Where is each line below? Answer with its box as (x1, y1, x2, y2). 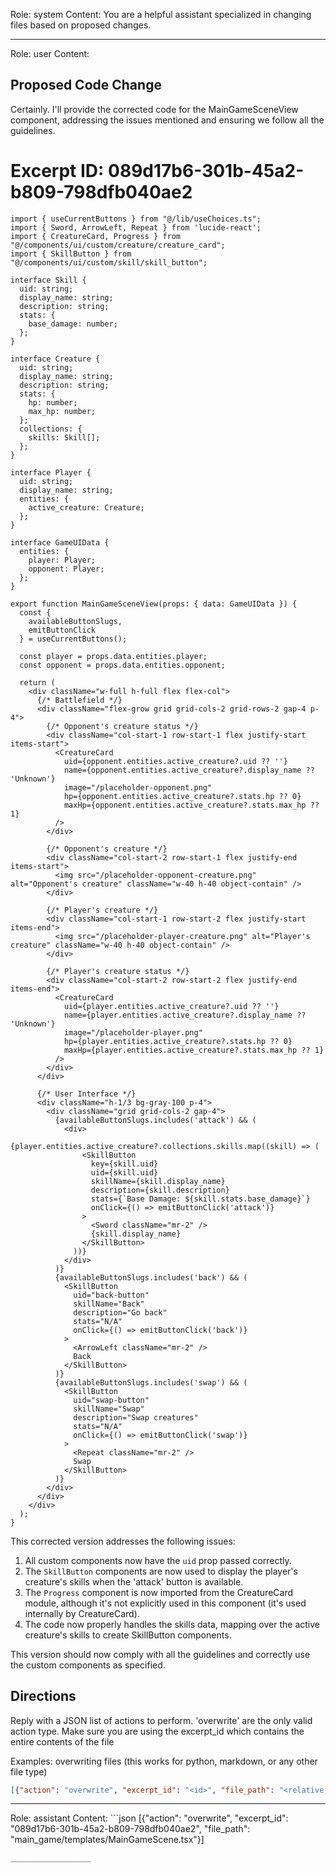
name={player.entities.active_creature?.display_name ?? (63, 1010, 307, 1020)
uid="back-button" (73, 1290, 150, 1300)
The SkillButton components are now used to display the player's (24, 1565, 298, 1577)
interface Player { (10, 467, 92, 478)
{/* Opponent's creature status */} (46, 721, 199, 731)
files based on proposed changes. (10, 19, 152, 31)
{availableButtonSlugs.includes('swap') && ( (54, 1377, 248, 1388)
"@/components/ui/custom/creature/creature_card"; (10, 240, 226, 250)
